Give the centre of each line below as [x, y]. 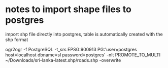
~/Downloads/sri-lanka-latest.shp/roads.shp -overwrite [63, 60]
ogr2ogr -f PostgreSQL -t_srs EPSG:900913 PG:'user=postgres [71, 49]
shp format [17, 40]
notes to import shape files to [69, 9]
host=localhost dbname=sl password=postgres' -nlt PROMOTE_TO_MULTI [83, 55]
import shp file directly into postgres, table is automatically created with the [84, 34]
